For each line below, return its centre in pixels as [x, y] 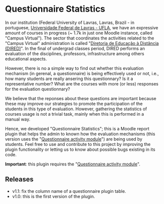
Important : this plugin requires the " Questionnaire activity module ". [73, 164]
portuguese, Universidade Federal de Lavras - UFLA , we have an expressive [82, 27]
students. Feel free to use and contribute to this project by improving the [78, 144]
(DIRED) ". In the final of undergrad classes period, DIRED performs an [75, 48]
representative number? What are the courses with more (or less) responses [82, 83]
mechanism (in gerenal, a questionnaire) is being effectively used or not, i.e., [82, 73]
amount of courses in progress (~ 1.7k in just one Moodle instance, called [79, 33]
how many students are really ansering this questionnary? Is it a [69, 79]
